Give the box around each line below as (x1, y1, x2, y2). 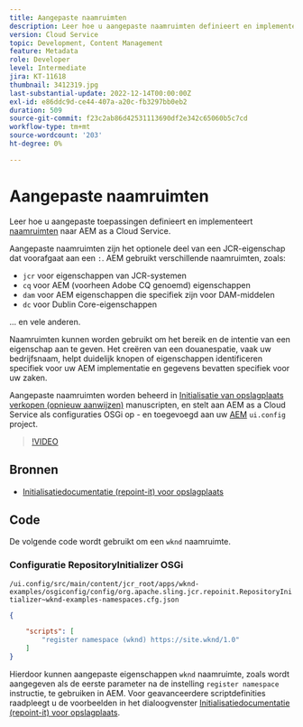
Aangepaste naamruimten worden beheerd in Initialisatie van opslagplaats (9, 389, 284, 400)
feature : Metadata (9, 47, 78, 56)
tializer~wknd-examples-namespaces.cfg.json (9, 595, 179, 604)
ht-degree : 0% (9, 139, 63, 148)
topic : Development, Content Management (9, 38, 164, 48)
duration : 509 (9, 106, 63, 115)
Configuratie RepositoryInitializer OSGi (9, 559, 184, 572)
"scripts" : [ (25, 627, 75, 637)
